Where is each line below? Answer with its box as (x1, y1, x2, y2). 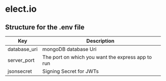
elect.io (5, 3, 37, 15)
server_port (7, 57, 35, 63)
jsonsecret (7, 68, 32, 75)
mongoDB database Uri (42, 46, 97, 53)
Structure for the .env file (5, 23, 85, 31)
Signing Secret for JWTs (42, 68, 99, 75)
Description (86, 38, 115, 44)
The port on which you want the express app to (42, 54, 152, 60)
